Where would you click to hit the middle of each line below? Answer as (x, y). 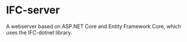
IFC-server (33, 10)
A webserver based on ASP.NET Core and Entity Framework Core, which (93, 26)
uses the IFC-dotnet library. (39, 32)
